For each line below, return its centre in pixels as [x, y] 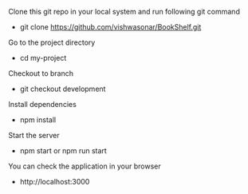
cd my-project [43, 58]
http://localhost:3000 [55, 182]
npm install [38, 120]
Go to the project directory [52, 42]
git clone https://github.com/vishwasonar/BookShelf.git [110, 27]
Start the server [34, 135]
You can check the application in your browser [85, 166]
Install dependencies [43, 104]
